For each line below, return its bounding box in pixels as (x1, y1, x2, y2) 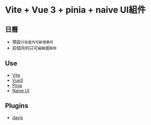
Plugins (5, 102, 29, 110)
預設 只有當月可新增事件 (12, 39, 53, 45)
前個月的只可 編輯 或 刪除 (12, 45, 57, 51)
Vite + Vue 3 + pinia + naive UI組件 (5, 4, 146, 16)
